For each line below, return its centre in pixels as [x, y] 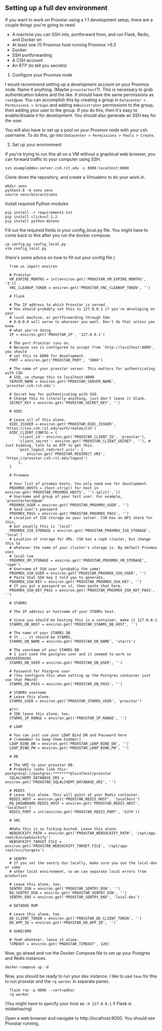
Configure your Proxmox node [42, 75]
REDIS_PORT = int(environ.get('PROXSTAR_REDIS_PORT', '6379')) [74, 812]
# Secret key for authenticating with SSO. [54, 394]
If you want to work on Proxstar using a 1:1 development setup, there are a [79, 19]
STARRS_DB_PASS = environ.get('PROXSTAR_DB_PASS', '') [66, 684]
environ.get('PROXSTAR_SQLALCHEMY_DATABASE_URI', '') [61, 782]
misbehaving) [19, 1009]
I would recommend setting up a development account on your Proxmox [77, 84]
